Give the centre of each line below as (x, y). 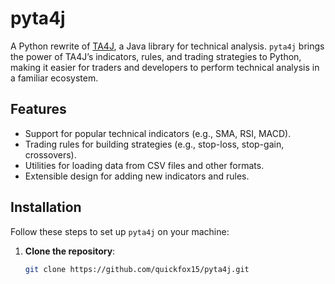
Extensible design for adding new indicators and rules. (137, 176)
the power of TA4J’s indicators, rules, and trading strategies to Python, (156, 56)
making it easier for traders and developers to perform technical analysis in (165, 67)
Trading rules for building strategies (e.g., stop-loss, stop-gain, (154, 144)
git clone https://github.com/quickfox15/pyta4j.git (137, 269)
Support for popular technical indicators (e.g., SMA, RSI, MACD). (158, 133)
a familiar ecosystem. (54, 78)
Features (38, 109)
